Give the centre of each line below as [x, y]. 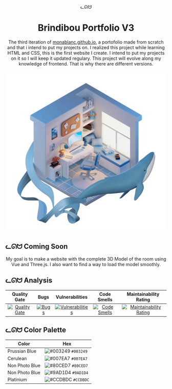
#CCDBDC [81, 380]
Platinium [17, 380]
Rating [143, 300]
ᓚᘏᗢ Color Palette [36, 330]
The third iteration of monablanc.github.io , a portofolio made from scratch [86, 42]
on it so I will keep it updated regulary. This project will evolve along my [86, 58]
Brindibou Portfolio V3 [86, 28]
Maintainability [143, 294]
